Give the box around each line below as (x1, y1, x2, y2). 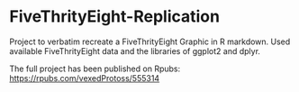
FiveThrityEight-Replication (9, 6, 221, 27)
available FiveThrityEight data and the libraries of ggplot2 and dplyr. (9, 45, 261, 56)
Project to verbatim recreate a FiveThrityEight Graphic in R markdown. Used (9, 36, 291, 47)
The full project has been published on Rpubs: (9, 63, 181, 74)
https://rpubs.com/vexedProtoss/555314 (9, 72, 160, 83)
